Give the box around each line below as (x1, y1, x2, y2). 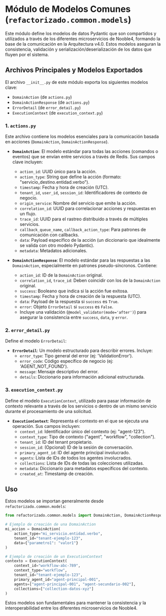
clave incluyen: (12, 159, 43, 165)
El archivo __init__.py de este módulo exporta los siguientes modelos (5, 79, 148, 85)
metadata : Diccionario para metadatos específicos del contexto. (19, 465, 149, 471)
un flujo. (19, 211, 37, 217)
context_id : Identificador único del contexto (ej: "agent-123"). (19, 428, 146, 434)
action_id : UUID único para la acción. (19, 169, 97, 175)
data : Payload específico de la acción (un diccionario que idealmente (19, 237, 161, 243)
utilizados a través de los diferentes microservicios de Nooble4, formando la (5, 36, 161, 42)
